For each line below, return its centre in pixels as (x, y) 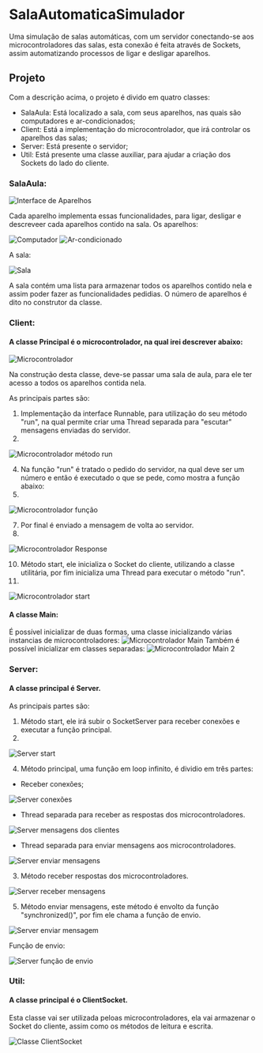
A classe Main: (34, 614)
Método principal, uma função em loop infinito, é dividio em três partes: (137, 768)
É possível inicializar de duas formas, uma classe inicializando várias (120, 632)
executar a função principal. (66, 730)
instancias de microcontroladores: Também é (124, 640)
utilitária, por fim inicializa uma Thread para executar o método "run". (133, 573)
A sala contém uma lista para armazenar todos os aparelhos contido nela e (130, 285)
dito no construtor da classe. (56, 303)
